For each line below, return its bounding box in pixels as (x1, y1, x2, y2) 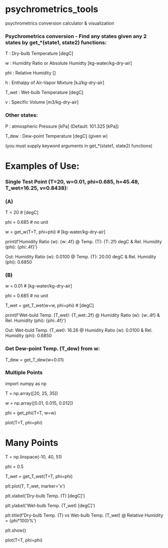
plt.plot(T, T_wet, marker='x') (5, 483, 65, 489)
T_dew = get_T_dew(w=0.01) (5, 356, 64, 362)
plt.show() (5, 527, 27, 533)
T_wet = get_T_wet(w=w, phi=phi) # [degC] (5, 303, 94, 309)
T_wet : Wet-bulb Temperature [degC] (5, 89, 84, 96)
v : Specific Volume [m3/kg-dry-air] (5, 99, 79, 105)
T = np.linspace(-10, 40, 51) (5, 453, 62, 460)
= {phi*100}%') (5, 517, 37, 523)
